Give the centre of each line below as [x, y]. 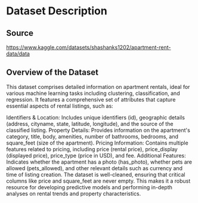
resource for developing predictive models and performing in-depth [89, 187]
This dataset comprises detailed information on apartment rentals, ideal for [98, 87]
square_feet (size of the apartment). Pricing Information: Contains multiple [98, 143]
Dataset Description [57, 11]
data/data [18, 54]
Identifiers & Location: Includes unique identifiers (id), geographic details [95, 117]
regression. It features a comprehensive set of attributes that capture [91, 99]
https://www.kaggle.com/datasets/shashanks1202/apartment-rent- [89, 47]
